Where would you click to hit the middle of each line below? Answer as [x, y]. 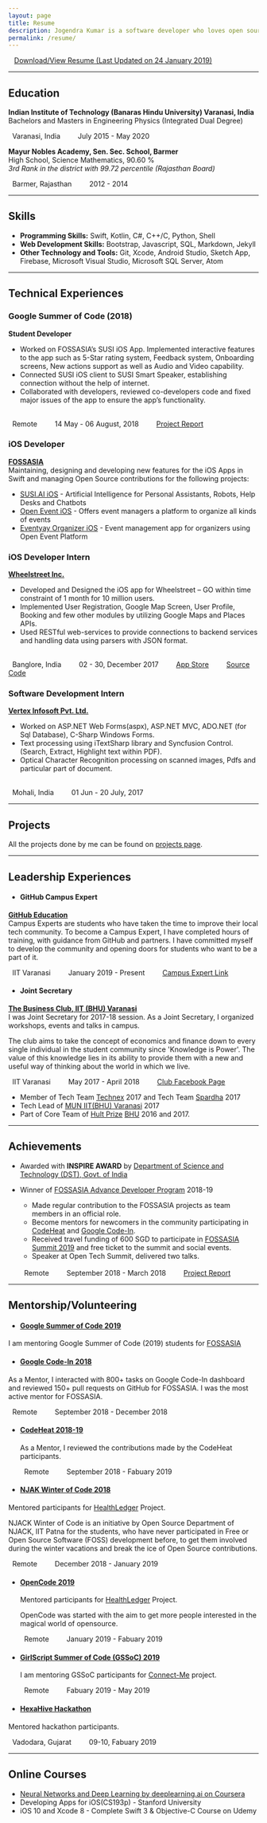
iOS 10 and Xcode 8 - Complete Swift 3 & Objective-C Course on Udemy [138, 1810]
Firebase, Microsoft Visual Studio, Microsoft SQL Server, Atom [122, 261]
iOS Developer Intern [49, 557]
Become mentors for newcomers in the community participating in [140, 1222]
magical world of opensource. [69, 1624]
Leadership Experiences [70, 877]
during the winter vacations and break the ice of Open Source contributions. [133, 1549]
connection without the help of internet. [84, 382]
